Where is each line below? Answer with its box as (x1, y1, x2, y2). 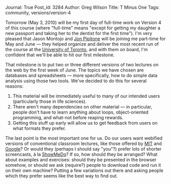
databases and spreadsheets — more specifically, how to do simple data (5, 72, 158, 78)
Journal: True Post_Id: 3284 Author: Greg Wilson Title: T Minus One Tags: (5, 5, 160, 10)
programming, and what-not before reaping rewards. (12, 115, 124, 121)
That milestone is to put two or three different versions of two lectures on (5, 62, 159, 67)
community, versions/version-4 (5, 10, 71, 16)
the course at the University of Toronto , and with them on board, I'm (5, 47, 148, 52)
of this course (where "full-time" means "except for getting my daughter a (5, 25, 160, 31)
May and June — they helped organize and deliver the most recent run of (5, 41, 159, 47)
